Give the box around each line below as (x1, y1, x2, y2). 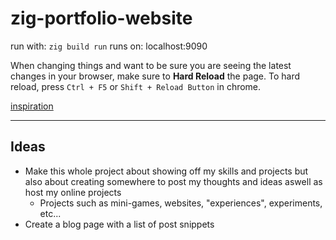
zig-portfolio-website (10, 7, 193, 30)
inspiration (10, 100, 54, 112)
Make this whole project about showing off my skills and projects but (24, 165, 309, 177)
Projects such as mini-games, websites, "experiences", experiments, (39, 197, 323, 209)
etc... (39, 207, 62, 219)
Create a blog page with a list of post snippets (24, 218, 215, 230)
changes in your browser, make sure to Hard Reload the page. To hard (10, 70, 301, 82)
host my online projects (24, 186, 122, 198)
